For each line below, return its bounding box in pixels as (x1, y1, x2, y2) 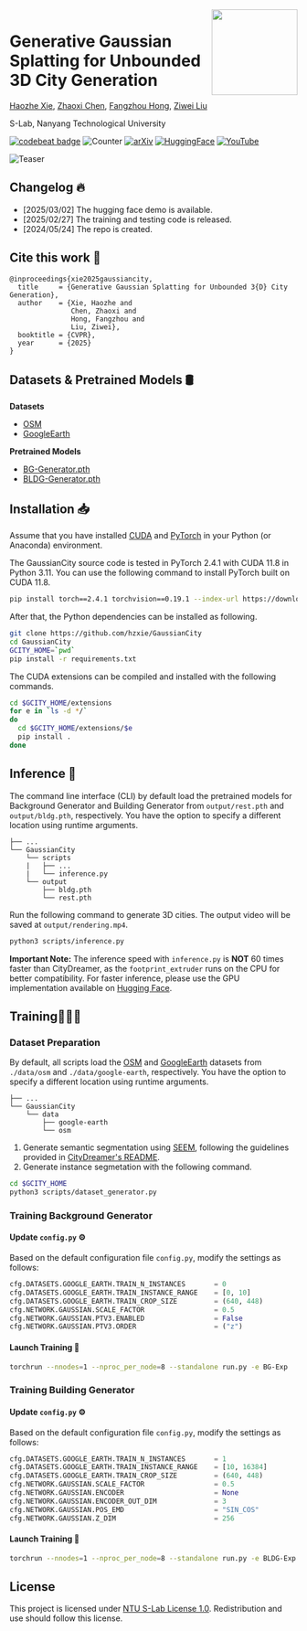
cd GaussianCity (9, 637, 71, 646)
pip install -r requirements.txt (9, 654, 137, 664)
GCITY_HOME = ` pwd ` (9, 645, 76, 655)
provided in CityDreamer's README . (22, 1152, 160, 1163)
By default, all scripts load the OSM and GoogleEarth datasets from (9, 1057, 262, 1068)
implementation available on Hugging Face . (9, 982, 173, 993)
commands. (9, 680, 55, 691)
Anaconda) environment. (9, 539, 103, 551)
